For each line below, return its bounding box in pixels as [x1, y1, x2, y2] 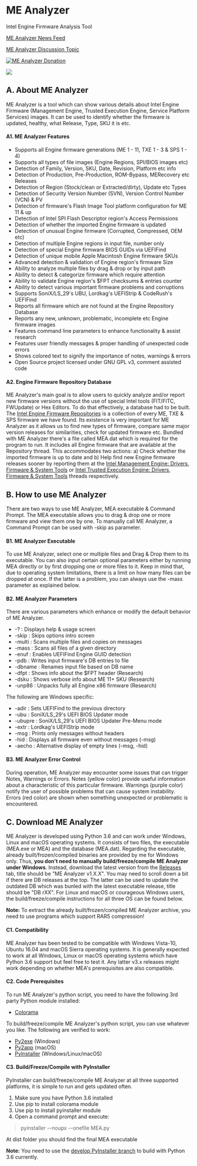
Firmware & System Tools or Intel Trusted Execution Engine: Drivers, [6, 466, 171, 473]
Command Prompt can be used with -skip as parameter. [6, 524, 142, 531]
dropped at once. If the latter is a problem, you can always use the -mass [6, 576, 183, 583]
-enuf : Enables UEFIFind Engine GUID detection [14, 651, 132, 658]
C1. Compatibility [6, 926, 49, 933]
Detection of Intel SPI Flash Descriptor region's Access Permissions [14, 215, 178, 222]
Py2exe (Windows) [14, 1037, 60, 1044]
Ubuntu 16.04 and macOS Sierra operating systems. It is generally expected [6, 946, 189, 953]
